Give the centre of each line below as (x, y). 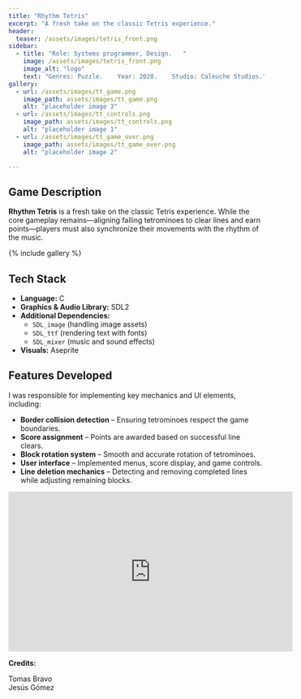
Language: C (42, 298)
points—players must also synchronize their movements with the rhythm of (134, 229)
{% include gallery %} (45, 254)
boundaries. (40, 428)
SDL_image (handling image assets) (90, 324)
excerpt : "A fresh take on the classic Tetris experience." (112, 24)
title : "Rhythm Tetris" (49, 16)
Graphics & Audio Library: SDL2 (75, 307)
